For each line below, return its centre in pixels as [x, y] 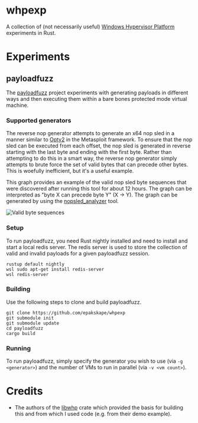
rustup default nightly [35, 264]
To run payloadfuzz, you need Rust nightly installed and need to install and [97, 241]
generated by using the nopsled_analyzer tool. [63, 201]
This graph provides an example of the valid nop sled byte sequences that [96, 182]
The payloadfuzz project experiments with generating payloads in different [97, 93]
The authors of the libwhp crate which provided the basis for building [99, 408]
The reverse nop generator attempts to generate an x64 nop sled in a [90, 133]
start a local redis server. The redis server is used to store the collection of [97, 247]
